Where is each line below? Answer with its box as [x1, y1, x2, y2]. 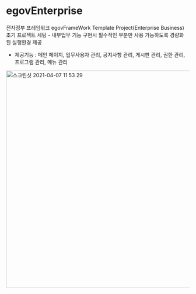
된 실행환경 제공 [6, 39, 43, 46]
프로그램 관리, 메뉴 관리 [14, 58, 68, 65]
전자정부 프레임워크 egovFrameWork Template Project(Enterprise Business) [6, 24, 185, 31]
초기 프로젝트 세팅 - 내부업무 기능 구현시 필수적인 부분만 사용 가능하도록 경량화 [6, 31, 184, 39]
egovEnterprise [6, 4, 83, 18]
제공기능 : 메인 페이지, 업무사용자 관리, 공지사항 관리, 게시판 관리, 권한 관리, [14, 51, 185, 58]
